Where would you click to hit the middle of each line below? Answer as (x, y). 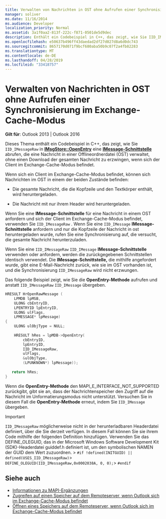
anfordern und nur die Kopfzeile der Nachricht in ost (86, 229)
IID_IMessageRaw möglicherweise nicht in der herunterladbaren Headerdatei (82, 426)
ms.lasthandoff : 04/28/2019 (34, 60)
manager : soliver (23, 14)
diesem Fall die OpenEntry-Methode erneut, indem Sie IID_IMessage (75, 402)
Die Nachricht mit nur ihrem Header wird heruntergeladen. (71, 204)
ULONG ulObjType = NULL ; (40, 326)
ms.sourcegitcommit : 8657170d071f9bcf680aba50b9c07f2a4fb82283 (72, 46)
